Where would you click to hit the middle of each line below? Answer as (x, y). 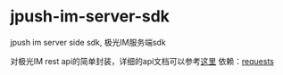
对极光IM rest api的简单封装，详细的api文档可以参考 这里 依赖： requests (142, 61)
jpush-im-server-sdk (90, 17)
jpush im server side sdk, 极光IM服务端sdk (88, 42)
